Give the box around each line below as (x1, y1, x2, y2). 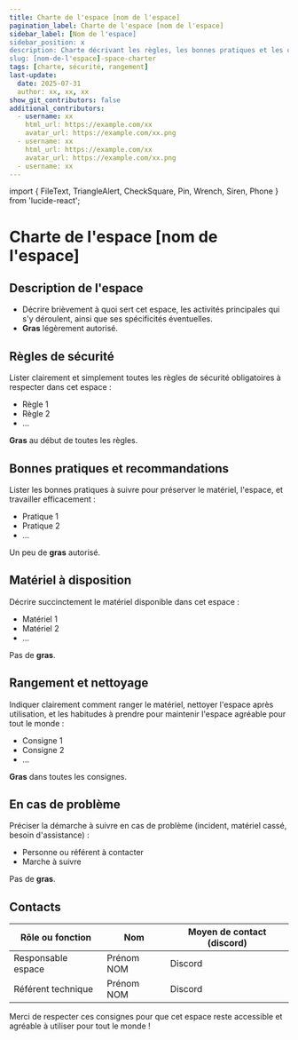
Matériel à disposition (9, 573, 132, 588)
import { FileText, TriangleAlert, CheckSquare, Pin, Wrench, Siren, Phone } (9, 186, 279, 196)
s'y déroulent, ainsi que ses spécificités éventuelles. (21, 314, 213, 324)
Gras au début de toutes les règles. (9, 435, 138, 446)
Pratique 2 (21, 520, 60, 531)
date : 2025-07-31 (17, 79, 82, 88)
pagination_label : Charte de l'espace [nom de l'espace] (9, 21, 224, 30)
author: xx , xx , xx (17, 87, 90, 96)
